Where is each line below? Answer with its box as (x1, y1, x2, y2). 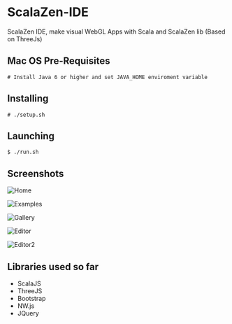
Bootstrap (17, 295, 46, 302)
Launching (7, 130, 55, 142)
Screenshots (7, 167, 64, 179)
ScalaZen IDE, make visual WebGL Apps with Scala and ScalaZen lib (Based (7, 27, 226, 36)
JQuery (17, 309, 40, 317)
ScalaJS (17, 279, 42, 288)
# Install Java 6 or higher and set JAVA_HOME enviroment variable (7, 73, 208, 80)
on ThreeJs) (7, 34, 43, 43)
